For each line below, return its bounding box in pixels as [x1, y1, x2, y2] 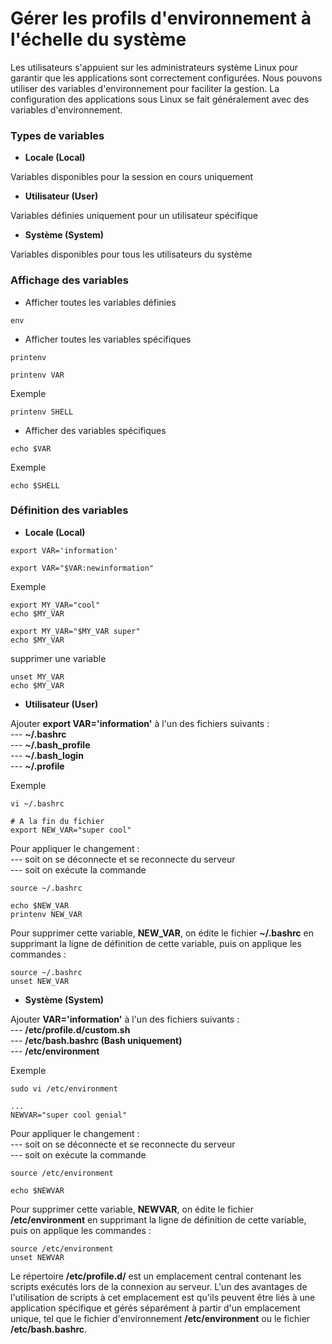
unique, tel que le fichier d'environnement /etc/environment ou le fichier [10, 1312, 311, 1324]
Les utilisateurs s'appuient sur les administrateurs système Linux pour [10, 61, 299, 73]
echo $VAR [10, 443, 52, 454]
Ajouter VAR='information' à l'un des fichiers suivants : [10, 1013, 240, 1025]
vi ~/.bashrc [10, 798, 65, 809]
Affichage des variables [10, 273, 129, 287]
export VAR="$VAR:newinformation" [10, 563, 155, 573]
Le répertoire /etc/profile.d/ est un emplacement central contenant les [10, 1270, 302, 1282]
